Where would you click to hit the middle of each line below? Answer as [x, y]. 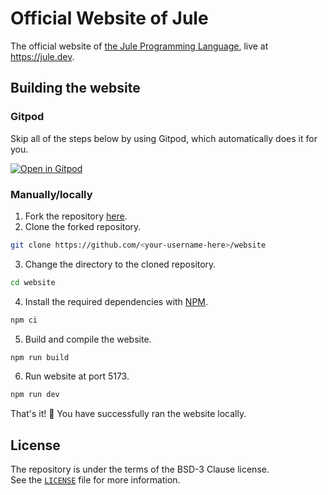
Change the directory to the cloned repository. [120, 264]
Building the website [75, 88]
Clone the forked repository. [83, 226]
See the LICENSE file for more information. [95, 480]
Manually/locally [51, 194]
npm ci [24, 320]
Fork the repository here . [76, 216]
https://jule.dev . [42, 56]
